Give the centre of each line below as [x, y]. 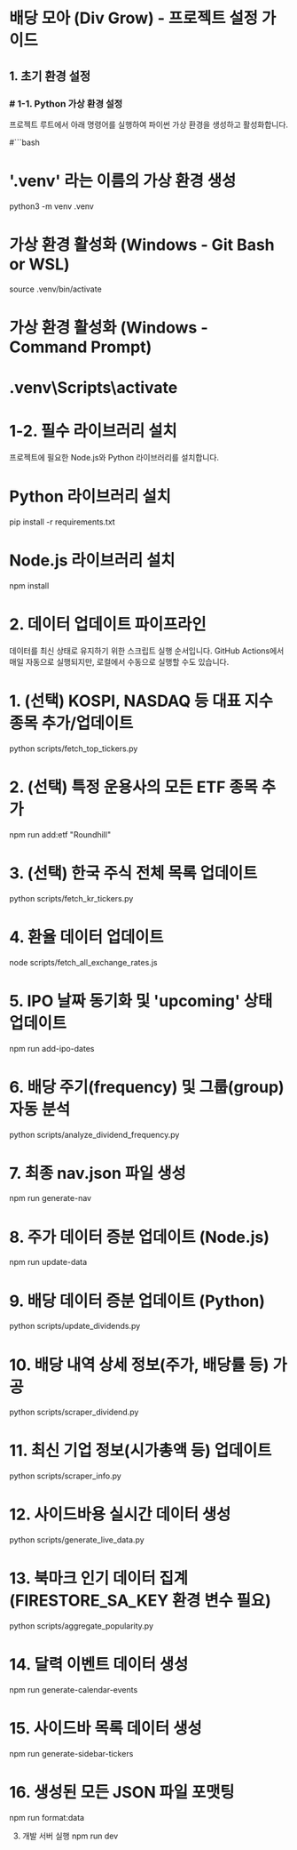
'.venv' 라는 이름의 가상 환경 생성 [123, 181]
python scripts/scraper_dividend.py [74, 1412]
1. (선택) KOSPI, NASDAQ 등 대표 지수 [141, 701]
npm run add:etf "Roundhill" [60, 834]
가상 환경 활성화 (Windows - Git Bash [142, 244]
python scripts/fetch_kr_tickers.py [71, 898]
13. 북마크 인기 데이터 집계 [99, 1578]
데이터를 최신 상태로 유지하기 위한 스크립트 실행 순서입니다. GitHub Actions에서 [147, 651]
